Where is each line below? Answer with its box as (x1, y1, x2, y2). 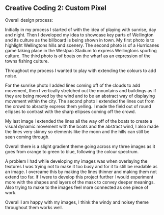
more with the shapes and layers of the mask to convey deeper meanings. (5, 179, 155, 185)
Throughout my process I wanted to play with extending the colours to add (5, 68, 156, 73)
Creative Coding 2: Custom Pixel (5, 4, 107, 12)
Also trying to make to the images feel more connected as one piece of (5, 184, 149, 190)
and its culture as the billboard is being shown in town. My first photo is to (5, 37, 155, 43)
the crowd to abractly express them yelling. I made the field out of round (5, 103, 151, 109)
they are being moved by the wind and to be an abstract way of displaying (5, 93, 155, 99)
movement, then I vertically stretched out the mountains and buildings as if (5, 87, 156, 93)
